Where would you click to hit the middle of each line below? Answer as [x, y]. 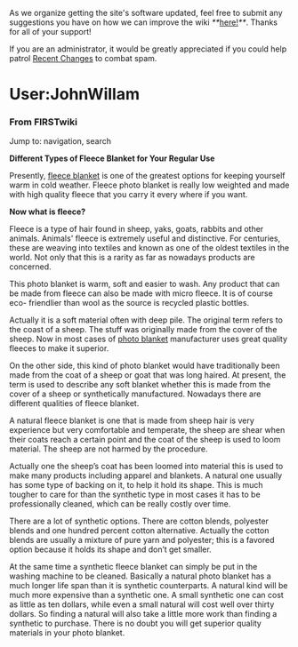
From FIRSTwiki [44, 122]
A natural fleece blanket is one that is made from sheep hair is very [132, 420]
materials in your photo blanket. [67, 633]
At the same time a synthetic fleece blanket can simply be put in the [133, 567]
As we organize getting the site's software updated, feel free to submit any [146, 13]
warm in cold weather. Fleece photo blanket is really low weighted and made [149, 185]
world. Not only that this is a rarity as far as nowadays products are [132, 258]
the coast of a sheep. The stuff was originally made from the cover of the [143, 330]
